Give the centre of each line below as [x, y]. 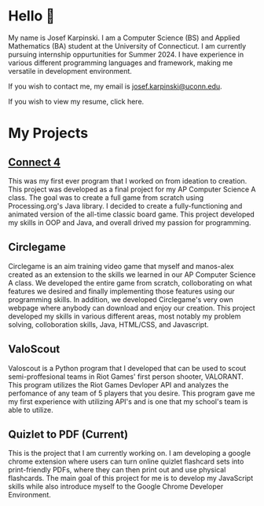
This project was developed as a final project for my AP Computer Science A [132, 189]
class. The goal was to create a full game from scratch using [106, 197]
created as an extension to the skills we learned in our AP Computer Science [132, 275]
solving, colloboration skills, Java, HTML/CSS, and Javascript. [108, 324]
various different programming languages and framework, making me [121, 63]
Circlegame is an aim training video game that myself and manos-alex [121, 266]
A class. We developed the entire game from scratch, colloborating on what [130, 282]
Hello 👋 [31, 16]
